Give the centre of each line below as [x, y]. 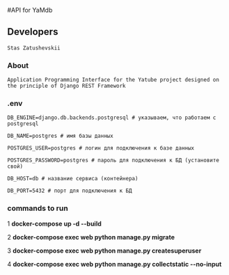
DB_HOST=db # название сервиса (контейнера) [73, 179]
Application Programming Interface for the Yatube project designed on [113, 80]
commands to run [38, 208]
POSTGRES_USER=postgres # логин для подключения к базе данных [101, 148]
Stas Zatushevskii [34, 48]
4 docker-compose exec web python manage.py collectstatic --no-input [114, 264]
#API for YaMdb [30, 10]
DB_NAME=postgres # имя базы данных [60, 136]
